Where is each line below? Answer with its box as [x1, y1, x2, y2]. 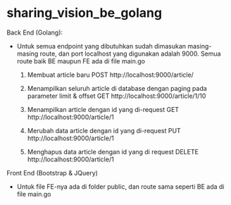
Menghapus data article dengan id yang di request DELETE [27, 147, 199, 156]
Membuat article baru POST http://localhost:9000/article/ [27, 70, 194, 79]
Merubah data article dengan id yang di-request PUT [27, 126, 181, 135]
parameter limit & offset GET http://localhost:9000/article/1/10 [27, 92, 206, 100]
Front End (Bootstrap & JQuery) [6, 168, 98, 177]
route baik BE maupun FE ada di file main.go [16, 56, 146, 65]
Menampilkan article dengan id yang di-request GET [27, 105, 180, 113]
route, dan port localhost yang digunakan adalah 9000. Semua [39, 49, 221, 58]
